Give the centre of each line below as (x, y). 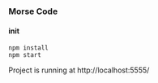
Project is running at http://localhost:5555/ (79, 70)
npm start (25, 55)
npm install (28, 48)
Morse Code (33, 11)
